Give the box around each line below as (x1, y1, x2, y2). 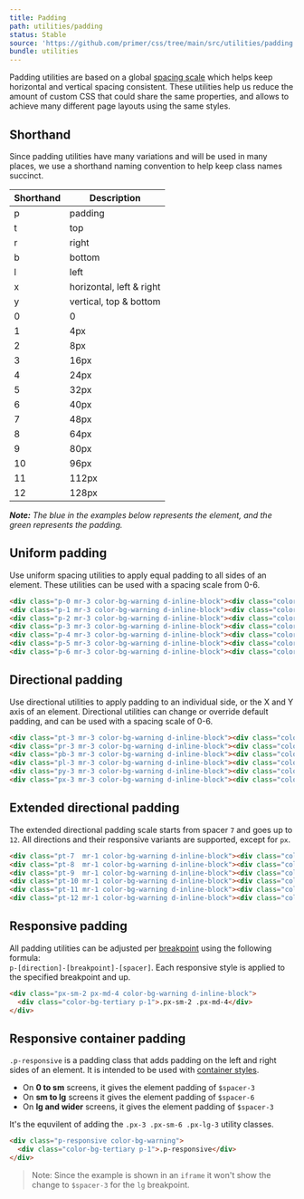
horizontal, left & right (69, 280, 161, 293)
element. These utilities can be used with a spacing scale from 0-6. (9, 579, 261, 590)
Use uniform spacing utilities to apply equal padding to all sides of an (9, 570, 267, 580)
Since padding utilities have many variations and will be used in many (9, 150, 268, 161)
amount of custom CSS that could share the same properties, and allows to (9, 91, 290, 102)
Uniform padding (9, 545, 107, 561)
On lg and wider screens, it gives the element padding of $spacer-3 (22, 1101, 274, 1112)
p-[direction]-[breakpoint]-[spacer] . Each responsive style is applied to (9, 962, 286, 973)
